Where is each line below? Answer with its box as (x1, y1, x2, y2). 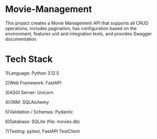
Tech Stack (5, 53, 53, 65)
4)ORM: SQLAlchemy (5, 99, 49, 105)
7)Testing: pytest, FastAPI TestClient (5, 128, 80, 134)
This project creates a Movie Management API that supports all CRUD (5, 20, 149, 26)
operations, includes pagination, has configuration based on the (5, 25, 137, 31)
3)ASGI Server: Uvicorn (5, 89, 53, 95)
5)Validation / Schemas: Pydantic (5, 108, 73, 114)
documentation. (5, 36, 38, 42)
